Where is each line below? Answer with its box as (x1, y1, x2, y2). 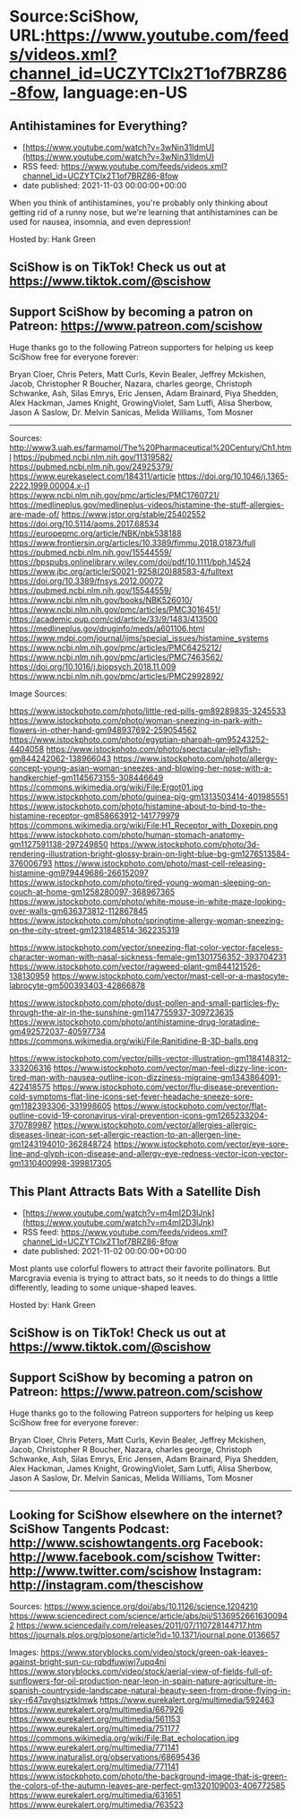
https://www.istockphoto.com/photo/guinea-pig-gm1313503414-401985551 (9, 792, 288, 802)
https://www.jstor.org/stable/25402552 (61, 509, 206, 520)
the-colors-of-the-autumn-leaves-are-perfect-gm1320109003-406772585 (9, 1780, 286, 1791)
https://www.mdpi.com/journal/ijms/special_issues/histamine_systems (9, 633, 269, 644)
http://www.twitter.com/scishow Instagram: (9, 1563, 262, 1579)
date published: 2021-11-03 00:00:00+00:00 (21, 180, 187, 190)
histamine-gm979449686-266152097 (9, 868, 150, 879)
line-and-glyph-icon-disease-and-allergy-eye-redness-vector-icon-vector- (9, 1148, 288, 1159)
